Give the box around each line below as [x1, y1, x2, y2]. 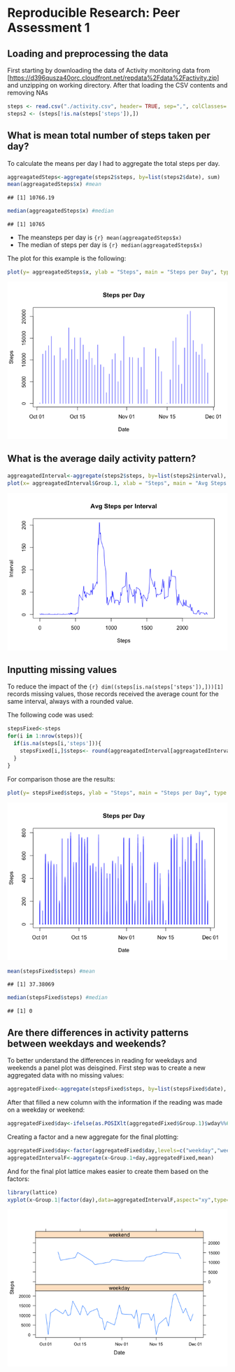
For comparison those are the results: [7, 775, 115, 783]
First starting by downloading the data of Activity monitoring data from [7, 66, 211, 74]
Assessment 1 [7, 20, 90, 36]
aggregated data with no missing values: [7, 1071, 124, 1080]
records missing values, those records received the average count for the [7, 690, 219, 698]
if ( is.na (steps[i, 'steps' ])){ [13, 740, 101, 747]
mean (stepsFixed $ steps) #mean [7, 968, 96, 975]
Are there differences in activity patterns [7, 1026, 189, 1038]
